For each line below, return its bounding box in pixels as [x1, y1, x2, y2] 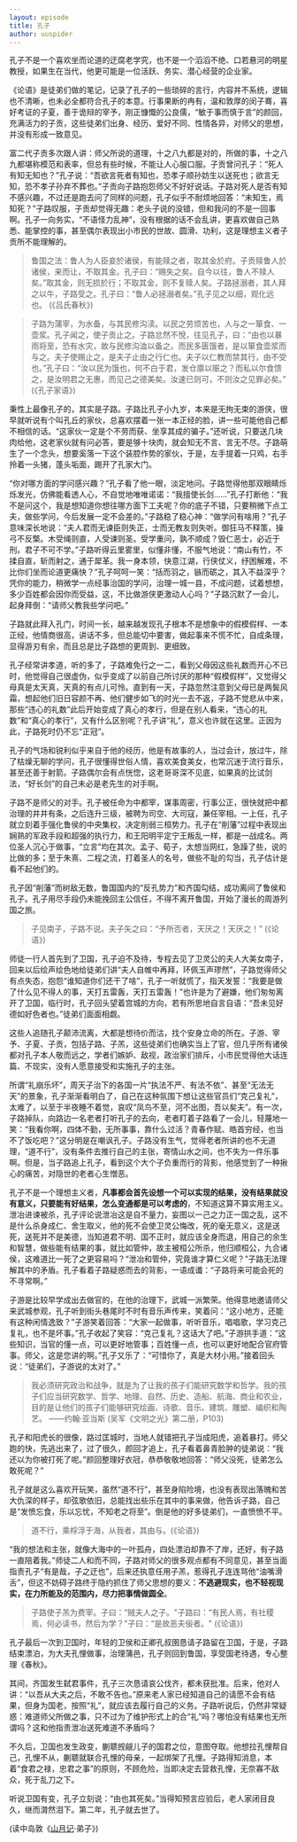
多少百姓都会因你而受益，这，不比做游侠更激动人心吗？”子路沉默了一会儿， [9, 589, 285, 599]
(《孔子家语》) [30, 385, 77, 395]
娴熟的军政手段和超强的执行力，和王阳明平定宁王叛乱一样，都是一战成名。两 [9, 831, 288, 841]
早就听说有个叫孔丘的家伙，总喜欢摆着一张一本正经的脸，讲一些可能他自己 [9, 415, 280, 425]
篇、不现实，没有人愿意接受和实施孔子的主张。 [9, 1061, 179, 1072]
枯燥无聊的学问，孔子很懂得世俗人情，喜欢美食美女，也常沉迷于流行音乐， [16, 756, 288, 767]
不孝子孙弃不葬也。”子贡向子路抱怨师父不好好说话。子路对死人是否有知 [32, 181, 288, 191]
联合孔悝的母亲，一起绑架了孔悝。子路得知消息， [86, 1752, 265, 1763]
